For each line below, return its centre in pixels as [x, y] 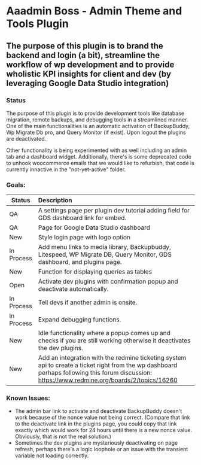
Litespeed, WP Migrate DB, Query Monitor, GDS [105, 254]
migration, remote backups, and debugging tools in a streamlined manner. [97, 119]
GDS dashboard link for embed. [82, 218]
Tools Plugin [37, 24]
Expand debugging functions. [80, 320]
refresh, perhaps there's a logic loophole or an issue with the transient [101, 449]
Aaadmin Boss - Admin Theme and [94, 11]
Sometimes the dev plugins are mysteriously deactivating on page [96, 443]
